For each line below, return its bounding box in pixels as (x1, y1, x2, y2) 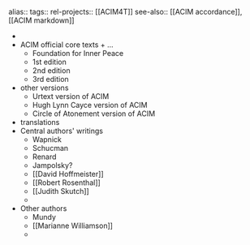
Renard (32, 152, 57, 161)
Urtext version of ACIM (32, 92, 110, 101)
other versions (19, 83, 69, 92)
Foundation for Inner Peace (32, 49, 124, 58)
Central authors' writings (19, 126, 104, 135)
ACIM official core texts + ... (19, 40, 114, 49)
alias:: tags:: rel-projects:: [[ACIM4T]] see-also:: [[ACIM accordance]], (8, 7, 243, 16)
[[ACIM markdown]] (8, 15, 75, 25)
